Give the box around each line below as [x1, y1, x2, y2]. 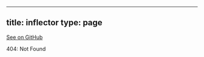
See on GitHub [6, 34, 43, 41]
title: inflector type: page [6, 17, 103, 28]
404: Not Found [6, 45, 46, 52]
